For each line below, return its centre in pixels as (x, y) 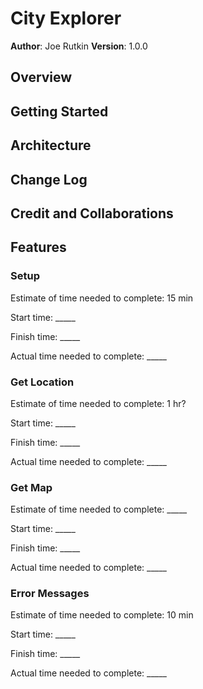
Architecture (51, 145)
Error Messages (50, 594)
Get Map (31, 487)
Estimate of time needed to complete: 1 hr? (98, 403)
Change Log (49, 179)
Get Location (42, 382)
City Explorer (66, 18)
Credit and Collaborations (92, 213)
